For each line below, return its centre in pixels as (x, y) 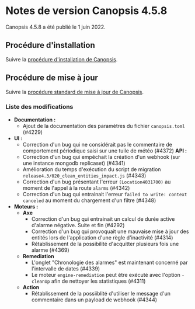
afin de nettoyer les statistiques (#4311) (98, 281)
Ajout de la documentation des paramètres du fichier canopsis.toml (104, 126)
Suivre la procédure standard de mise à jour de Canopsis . (75, 92)
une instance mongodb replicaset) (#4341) (74, 163)
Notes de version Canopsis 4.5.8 (86, 11)
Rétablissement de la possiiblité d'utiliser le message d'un (101, 293)
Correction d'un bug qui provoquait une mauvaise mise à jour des (110, 231)
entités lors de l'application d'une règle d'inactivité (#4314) (102, 237)
